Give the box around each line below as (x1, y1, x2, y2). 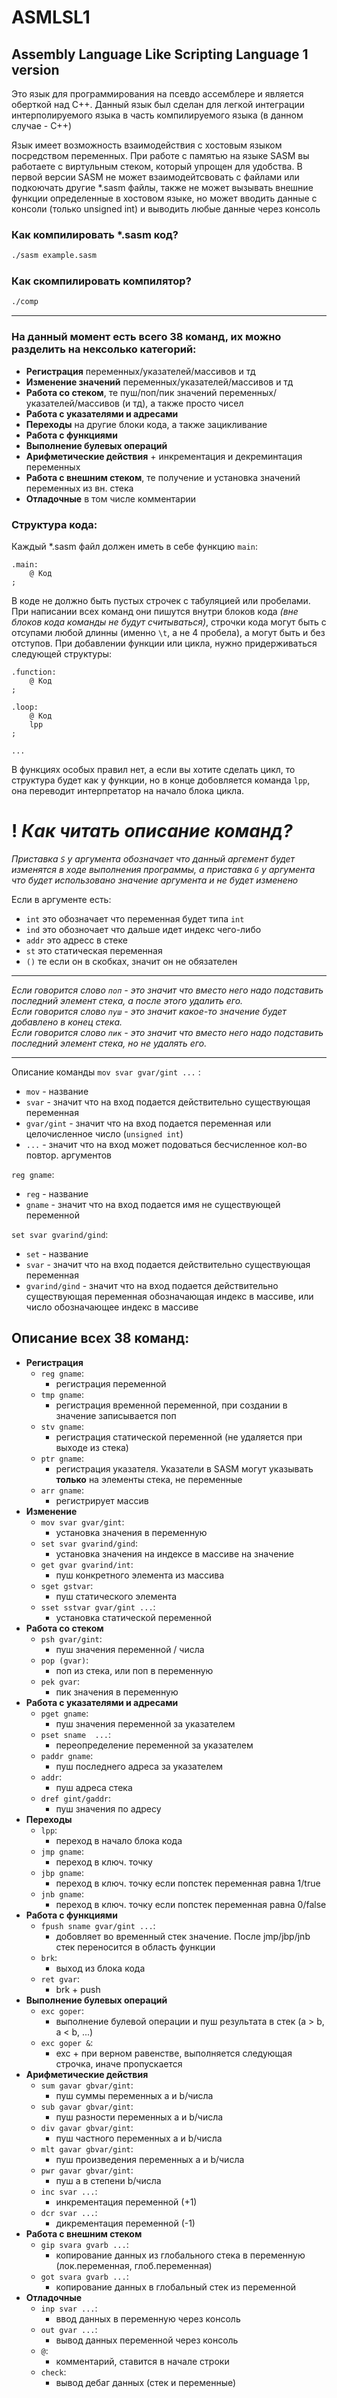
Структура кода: (11, 517, 98, 531)
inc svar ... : (40, 2185, 98, 2197)
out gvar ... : (40, 2323, 98, 2335)
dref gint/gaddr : (40, 1792, 112, 1804)
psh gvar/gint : (40, 1632, 103, 1645)
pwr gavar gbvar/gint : (40, 2164, 134, 2176)
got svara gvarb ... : (40, 2270, 129, 2282)
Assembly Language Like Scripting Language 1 (11, 46, 309, 63)
